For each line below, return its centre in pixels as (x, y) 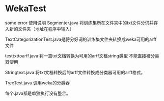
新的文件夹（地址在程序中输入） (41, 29)
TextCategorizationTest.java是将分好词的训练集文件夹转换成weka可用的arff (81, 39)
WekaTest (26, 9)
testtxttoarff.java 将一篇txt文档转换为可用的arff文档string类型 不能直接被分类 (82, 56)
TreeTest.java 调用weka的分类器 (38, 83)
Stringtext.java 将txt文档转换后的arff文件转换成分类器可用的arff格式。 (75, 72)
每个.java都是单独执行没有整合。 (38, 93)
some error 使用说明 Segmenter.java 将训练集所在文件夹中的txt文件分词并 (79, 23)
